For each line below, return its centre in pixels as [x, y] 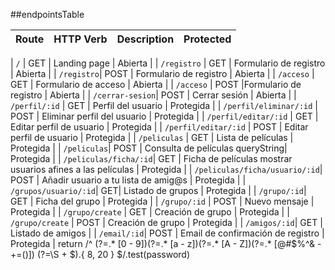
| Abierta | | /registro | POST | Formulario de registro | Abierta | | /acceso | [162, 73]
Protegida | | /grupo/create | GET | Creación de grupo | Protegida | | [150, 212]
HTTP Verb [80, 39]
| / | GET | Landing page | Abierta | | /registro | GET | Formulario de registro [168, 63]
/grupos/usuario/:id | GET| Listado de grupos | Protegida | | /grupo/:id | [158, 190]
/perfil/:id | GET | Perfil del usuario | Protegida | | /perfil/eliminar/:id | [164, 105]
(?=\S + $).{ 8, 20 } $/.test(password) [113, 254]
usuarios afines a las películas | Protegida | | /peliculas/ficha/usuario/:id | [166, 169]
